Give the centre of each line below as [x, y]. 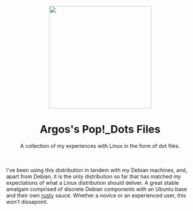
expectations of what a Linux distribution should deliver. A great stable [93, 182]
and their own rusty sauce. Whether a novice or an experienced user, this [96, 195]
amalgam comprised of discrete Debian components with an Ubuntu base [97, 189]
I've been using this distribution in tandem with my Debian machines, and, [97, 170]
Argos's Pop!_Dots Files [100, 130]
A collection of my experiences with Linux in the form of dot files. [100, 145]
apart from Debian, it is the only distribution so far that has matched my [94, 176]
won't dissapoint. [27, 201]
